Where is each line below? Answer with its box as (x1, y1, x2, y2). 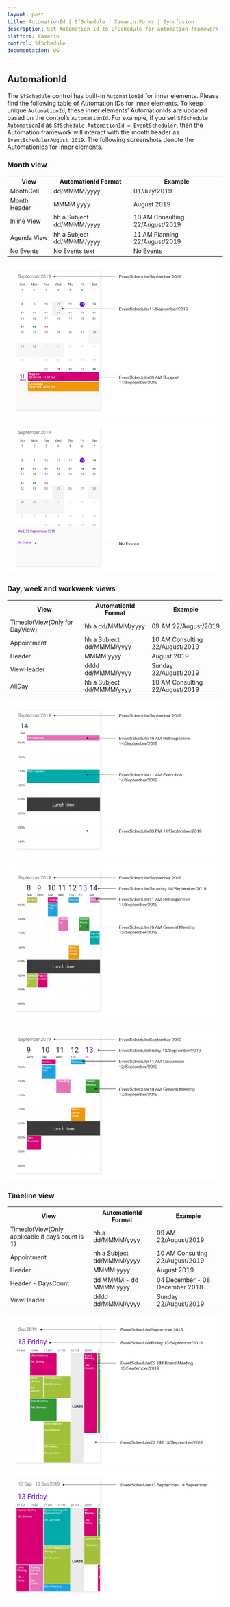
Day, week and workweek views (7, 584, 116, 593)
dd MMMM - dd (93, 1276, 139, 1284)
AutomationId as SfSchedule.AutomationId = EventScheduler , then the (7, 121, 203, 129)
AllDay (10, 682, 29, 690)
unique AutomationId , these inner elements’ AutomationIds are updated (7, 106, 207, 115)
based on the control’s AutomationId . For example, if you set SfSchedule (7, 113, 209, 121)
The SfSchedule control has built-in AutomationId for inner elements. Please (7, 91, 219, 99)
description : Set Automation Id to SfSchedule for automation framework (7, 25, 219, 32)
